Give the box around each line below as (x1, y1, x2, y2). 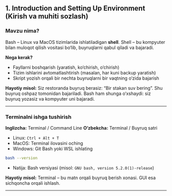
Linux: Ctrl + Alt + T (12, 135, 59, 141)
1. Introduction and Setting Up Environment (5, 4, 145, 13)
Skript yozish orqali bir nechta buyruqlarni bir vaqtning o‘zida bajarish (12, 75, 160, 81)
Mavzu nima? (5, 28, 39, 35)
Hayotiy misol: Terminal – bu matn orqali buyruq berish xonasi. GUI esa (5, 175, 156, 181)
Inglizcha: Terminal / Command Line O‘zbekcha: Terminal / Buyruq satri (5, 125, 158, 131)
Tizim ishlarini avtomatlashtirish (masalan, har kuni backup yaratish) (12, 69, 156, 76)
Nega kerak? (5, 54, 33, 60)
